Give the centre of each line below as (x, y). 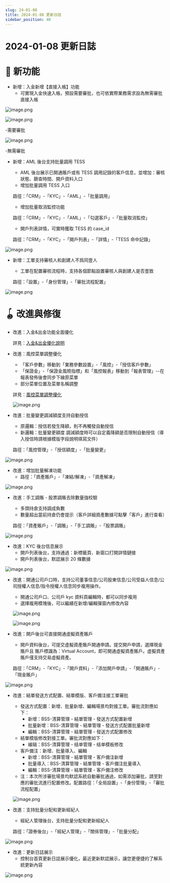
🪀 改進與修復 (33, 314)
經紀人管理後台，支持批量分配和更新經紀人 (65, 821)
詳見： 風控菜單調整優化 (37, 395)
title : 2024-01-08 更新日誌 (33, 15)
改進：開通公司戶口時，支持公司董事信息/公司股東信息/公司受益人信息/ (86, 580)
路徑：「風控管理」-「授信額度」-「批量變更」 (60, 450)
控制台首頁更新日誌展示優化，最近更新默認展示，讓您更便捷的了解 (89, 859)
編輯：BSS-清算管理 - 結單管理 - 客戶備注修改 (75, 770)
